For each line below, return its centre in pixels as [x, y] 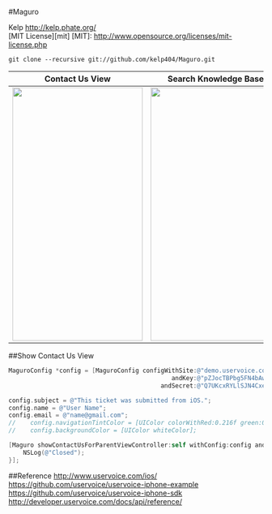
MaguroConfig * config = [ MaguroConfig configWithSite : [103, 371]
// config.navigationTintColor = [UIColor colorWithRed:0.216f [123, 423]
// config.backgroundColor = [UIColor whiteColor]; [103, 430]
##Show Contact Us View [51, 356]
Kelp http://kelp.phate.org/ [52, 27]
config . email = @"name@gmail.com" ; [68, 415]
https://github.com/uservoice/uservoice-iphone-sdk [96, 493]
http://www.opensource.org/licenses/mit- [163, 36]
